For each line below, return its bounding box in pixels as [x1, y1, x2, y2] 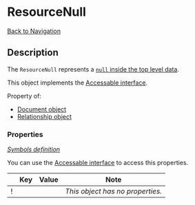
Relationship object [17, 112, 72, 120]
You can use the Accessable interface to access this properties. [7, 159, 189, 167]
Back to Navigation [7, 27, 61, 35]
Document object [17, 105, 67, 114]
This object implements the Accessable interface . [7, 78, 148, 87]
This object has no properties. [65, 186, 163, 196]
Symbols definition [7, 145, 61, 153]
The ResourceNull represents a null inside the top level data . [7, 65, 179, 73]
